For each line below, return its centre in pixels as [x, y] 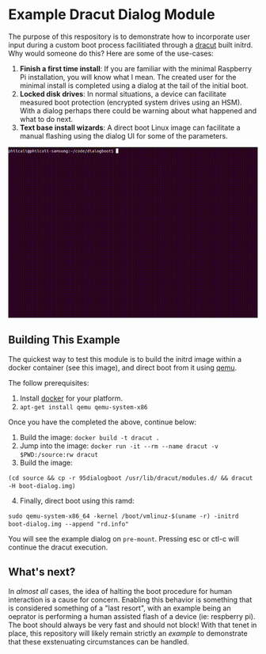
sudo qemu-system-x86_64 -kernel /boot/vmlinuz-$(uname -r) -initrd [123, 516]
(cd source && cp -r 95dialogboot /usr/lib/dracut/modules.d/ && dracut [131, 478]
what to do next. [46, 119]
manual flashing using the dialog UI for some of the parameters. [123, 135]
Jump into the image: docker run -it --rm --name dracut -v [119, 446]
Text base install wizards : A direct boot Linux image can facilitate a [130, 127]
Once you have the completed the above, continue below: [103, 422]
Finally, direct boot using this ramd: [77, 500]
